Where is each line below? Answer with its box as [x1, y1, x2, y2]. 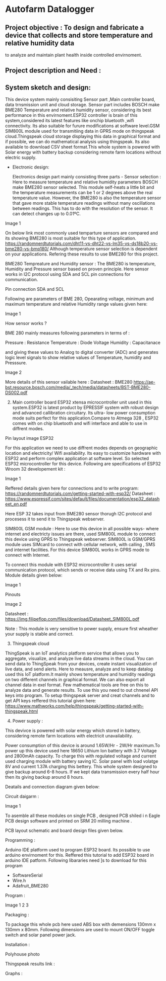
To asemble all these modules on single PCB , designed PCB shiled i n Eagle [5, 813, 160, 818]
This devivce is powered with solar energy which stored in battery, [5, 728, 141, 734]
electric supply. [5, 155, 37, 161]
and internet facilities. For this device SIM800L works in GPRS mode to [5, 547, 150, 553]
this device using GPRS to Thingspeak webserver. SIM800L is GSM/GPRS [5, 536, 156, 542]
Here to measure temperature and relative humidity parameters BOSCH [12, 179, 158, 185]
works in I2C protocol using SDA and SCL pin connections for [5, 271, 131, 277]
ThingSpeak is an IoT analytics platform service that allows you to [5, 650, 139, 656]
